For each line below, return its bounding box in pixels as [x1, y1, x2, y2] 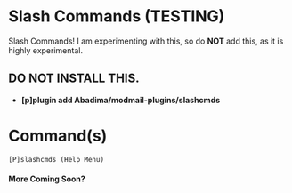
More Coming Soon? [8, 173, 85, 184]
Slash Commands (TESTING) [8, 6, 225, 27]
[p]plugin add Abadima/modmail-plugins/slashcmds [20, 94, 221, 105]
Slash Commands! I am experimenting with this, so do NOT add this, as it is [8, 36, 284, 46]
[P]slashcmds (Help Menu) [8, 155, 104, 164]
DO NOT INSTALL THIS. [8, 71, 140, 86]
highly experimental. [8, 44, 84, 55]
